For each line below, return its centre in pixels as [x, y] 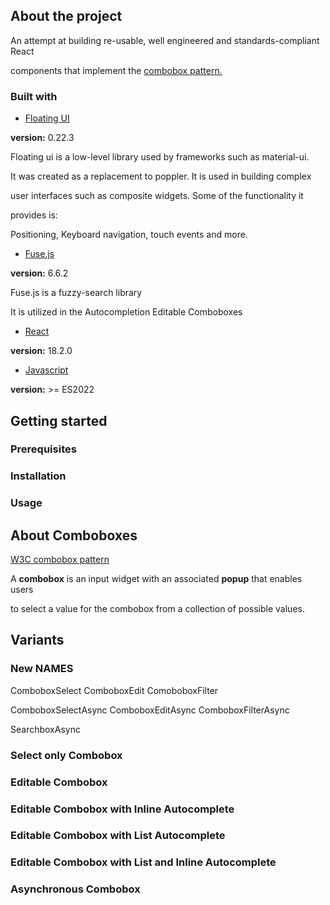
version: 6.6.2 [39, 273]
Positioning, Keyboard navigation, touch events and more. [129, 235]
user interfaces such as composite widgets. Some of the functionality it [157, 196]
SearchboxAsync [45, 729]
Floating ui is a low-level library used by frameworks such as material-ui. [160, 157]
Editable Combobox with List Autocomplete [118, 836]
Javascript [46, 370]
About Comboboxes [74, 535]
